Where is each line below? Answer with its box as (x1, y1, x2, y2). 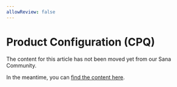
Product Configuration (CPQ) (6, 35, 155, 49)
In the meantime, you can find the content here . (6, 74, 125, 81)
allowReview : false (6, 9, 56, 15)
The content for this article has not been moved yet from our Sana (6, 55, 172, 63)
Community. (6, 61, 37, 69)
